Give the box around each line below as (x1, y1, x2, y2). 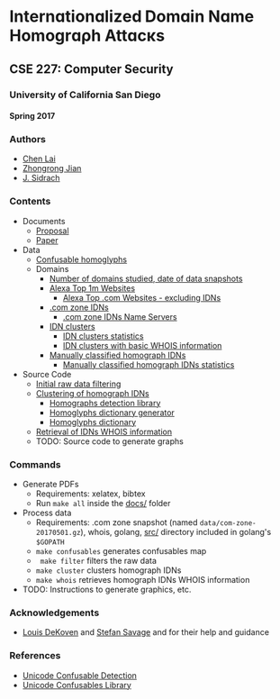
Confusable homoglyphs (35, 254, 128, 265)
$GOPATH (35, 538, 65, 547)
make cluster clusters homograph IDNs (35, 565, 182, 576)
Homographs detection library (49, 397, 161, 408)
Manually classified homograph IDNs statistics (62, 359, 235, 370)
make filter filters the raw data (40, 555, 158, 566)
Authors (9, 133, 47, 146)
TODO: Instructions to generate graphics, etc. (22, 584, 192, 595)
